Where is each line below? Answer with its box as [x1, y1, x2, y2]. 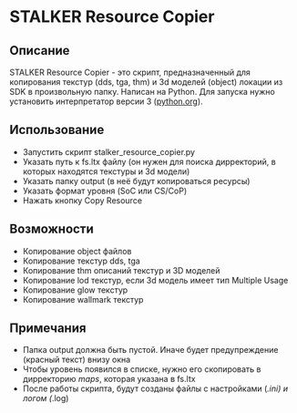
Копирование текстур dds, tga [22, 255, 141, 266]
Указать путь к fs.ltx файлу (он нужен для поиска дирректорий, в [22, 156, 276, 167]
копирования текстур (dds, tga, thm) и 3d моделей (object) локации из [9, 77, 283, 88]
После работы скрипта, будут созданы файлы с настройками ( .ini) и [22, 383, 289, 394]
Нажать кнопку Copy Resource [22, 194, 143, 206]
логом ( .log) [22, 393, 69, 404]
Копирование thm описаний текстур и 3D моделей [22, 264, 220, 275]
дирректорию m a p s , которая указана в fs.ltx [22, 374, 196, 385]
